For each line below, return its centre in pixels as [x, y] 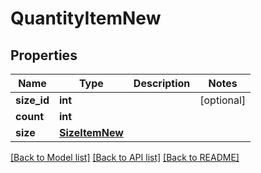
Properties [44, 55]
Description [162, 83]
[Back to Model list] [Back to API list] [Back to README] [125, 157]
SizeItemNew [91, 132]
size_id [32, 100]
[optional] [223, 100]
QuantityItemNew [86, 18]
